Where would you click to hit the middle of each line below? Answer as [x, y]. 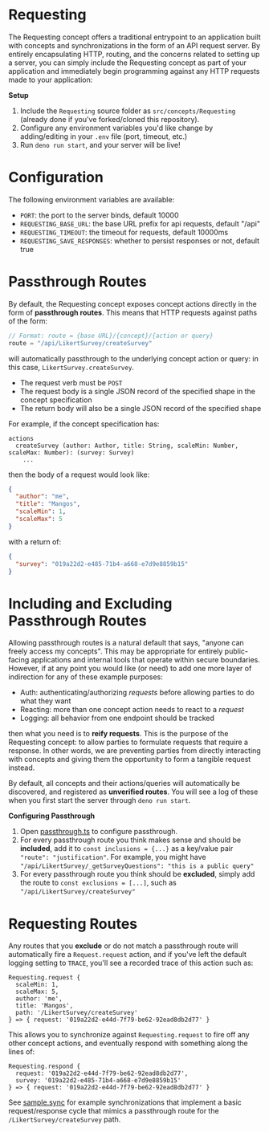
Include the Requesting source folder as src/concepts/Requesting [128, 111]
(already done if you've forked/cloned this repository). [110, 119]
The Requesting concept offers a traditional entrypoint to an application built [134, 37]
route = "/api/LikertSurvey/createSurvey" [80, 343]
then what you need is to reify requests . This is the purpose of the [118, 734]
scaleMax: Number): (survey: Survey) [71, 452]
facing [19, 660]
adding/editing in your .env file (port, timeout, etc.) [104, 136]
